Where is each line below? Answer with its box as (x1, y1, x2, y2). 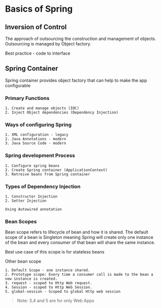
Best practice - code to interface (5, 50, 71, 56)
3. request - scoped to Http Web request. (5, 281, 92, 286)
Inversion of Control (5, 23, 67, 31)
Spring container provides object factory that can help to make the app (5, 77, 147, 83)
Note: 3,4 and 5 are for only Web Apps (17, 298, 94, 304)
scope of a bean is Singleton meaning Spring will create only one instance (5, 234, 154, 240)
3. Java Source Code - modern (5, 141, 67, 146)
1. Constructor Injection (5, 194, 57, 199)
